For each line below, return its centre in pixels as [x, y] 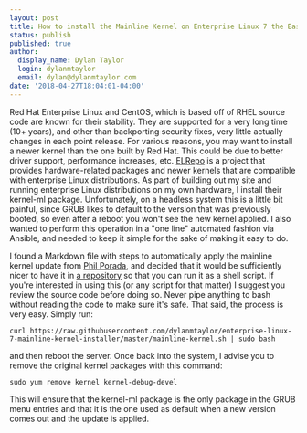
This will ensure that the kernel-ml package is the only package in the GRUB [153, 399]
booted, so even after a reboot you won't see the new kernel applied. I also [150, 218]
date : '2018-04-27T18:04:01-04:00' [77, 86]
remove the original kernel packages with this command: [116, 365]
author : [24, 52]
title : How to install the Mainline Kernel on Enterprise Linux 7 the [147, 26]
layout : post [34, 18]
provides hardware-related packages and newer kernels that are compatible [153, 170]
